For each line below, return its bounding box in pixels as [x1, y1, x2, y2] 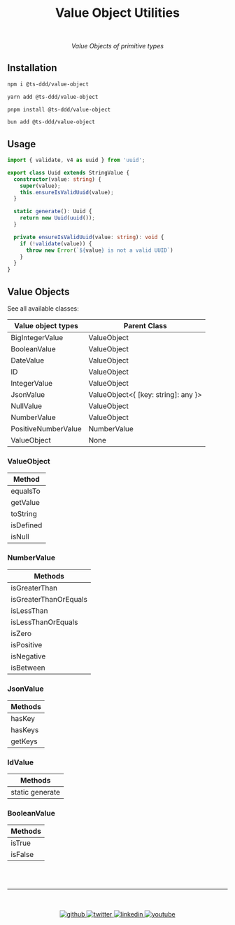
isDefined [10, 520, 43, 530]
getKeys [10, 736, 38, 746]
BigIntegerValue [10, 333, 64, 342]
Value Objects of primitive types [71, 41, 164, 50]
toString [10, 509, 37, 519]
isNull [10, 532, 29, 541]
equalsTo [10, 486, 41, 496]
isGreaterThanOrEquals [10, 594, 87, 604]
